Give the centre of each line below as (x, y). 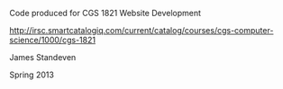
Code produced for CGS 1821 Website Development (105, 13)
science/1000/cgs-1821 (53, 40)
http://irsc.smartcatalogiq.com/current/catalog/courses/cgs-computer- (141, 30)
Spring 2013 (32, 75)
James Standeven (43, 57)
